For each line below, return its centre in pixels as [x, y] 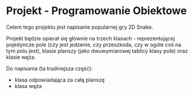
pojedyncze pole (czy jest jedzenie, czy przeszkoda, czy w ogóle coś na [94, 45]
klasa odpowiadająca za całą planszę [59, 80]
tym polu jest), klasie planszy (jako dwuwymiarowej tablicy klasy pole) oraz [97, 50]
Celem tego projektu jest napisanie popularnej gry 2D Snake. [80, 27]
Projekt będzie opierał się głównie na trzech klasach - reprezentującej [91, 38]
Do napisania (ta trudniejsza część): [49, 68]
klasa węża [28, 86]
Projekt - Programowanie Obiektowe [96, 11]
